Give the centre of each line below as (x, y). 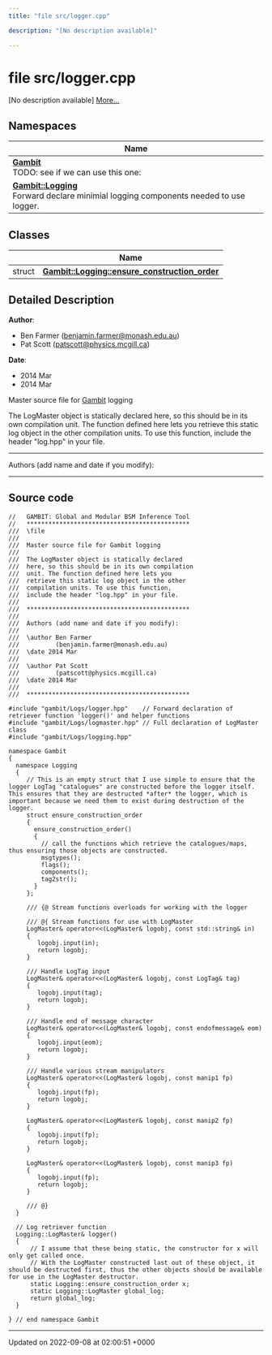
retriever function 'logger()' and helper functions (99, 715)
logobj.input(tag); (70, 993)
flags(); (55, 865)
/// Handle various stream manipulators (95, 1071)
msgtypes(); (61, 857)
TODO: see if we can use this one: (77, 173)
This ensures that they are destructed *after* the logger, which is (128, 794)
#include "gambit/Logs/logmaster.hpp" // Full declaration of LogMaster (134, 723)
